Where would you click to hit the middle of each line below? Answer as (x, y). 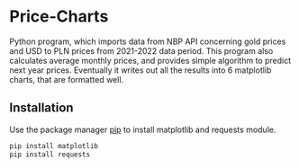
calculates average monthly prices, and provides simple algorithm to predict (150, 60)
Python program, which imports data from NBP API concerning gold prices (148, 41)
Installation (41, 108)
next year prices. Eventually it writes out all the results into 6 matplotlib (140, 70)
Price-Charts (59, 17)
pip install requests (50, 155)
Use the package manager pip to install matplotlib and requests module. (143, 129)
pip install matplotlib (54, 146)
